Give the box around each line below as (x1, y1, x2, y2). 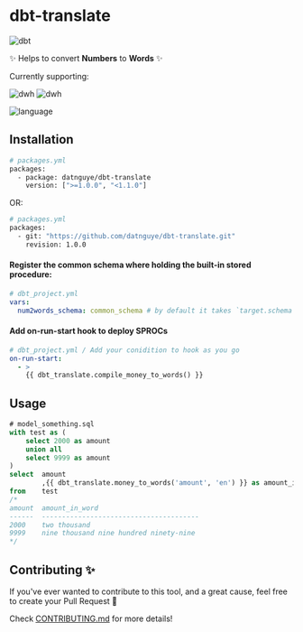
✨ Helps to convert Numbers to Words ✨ (9, 52, 163, 63)
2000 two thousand (9, 520, 91, 529)
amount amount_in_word (9, 503, 99, 513)
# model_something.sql (9, 420, 95, 429)
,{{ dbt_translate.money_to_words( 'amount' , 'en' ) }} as (41, 479, 260, 488)
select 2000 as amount (25, 436, 111, 445)
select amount (9, 470, 67, 479)
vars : (9, 297, 30, 307)
